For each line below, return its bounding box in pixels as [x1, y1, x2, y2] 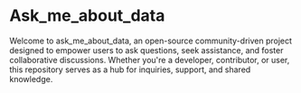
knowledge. [9, 73, 53, 84]
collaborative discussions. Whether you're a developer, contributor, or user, [9, 54, 290, 65]
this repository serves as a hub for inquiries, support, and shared [9, 64, 251, 75]
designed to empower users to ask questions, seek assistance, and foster [9, 44, 284, 55]
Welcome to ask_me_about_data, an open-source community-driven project [9, 35, 292, 46]
